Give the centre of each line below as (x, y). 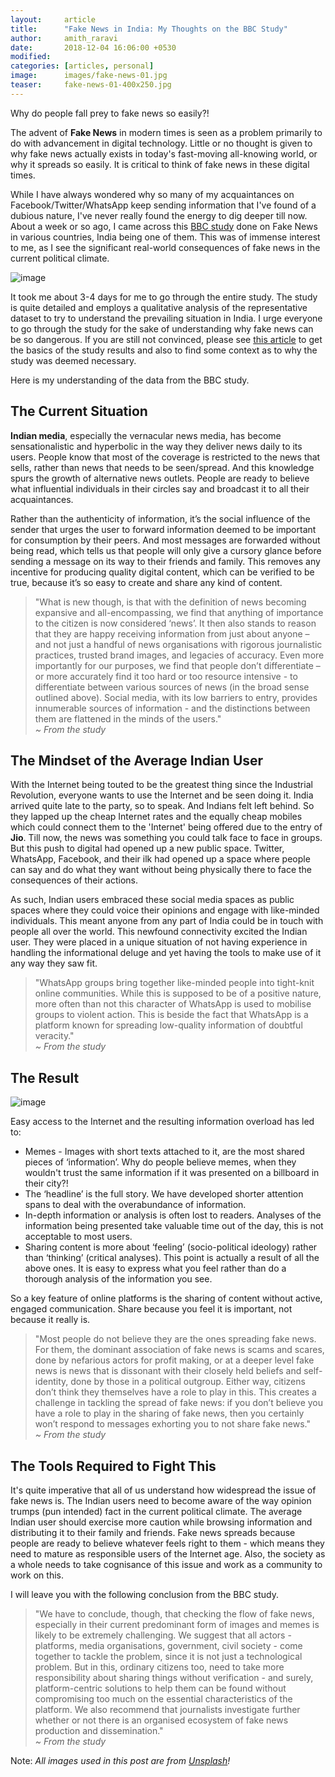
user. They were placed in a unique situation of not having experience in (159, 942)
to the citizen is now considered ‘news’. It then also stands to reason (175, 623)
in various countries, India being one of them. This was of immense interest (165, 237)
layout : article (53, 19)
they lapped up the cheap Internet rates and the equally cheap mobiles (156, 817)
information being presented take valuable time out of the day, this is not (174, 1226)
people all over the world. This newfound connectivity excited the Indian (159, 932)
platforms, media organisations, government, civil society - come (168, 1645)
